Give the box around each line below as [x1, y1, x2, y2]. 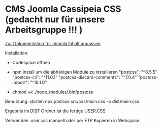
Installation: [5, 50, 29, 56]
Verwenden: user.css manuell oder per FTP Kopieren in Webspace [5, 117, 140, 123]
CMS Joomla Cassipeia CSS [5, 3, 122, 15]
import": [12, 79, 30, 85]
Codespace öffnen [12, 59, 51, 65]
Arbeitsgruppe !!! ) [5, 25, 83, 35]
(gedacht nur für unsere [5, 14, 105, 25]
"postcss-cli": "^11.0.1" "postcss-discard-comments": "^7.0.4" [12, 74, 137, 80]
